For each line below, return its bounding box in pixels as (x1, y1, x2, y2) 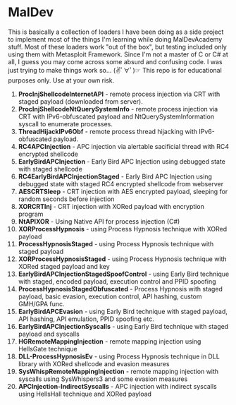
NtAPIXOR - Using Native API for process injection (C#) (18, 217, 180, 226)
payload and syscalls (18, 330, 80, 338)
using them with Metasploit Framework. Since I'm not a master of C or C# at (8, 50, 228, 59)
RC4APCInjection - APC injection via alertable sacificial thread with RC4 (18, 142, 230, 150)
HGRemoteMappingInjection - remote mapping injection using (18, 337, 201, 346)
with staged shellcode (18, 164, 83, 173)
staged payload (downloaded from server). (18, 97, 143, 106)
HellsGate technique (18, 344, 77, 353)
